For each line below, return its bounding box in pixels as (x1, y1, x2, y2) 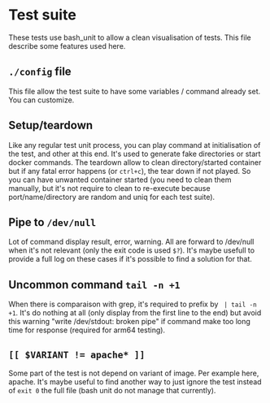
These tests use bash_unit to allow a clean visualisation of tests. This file (8, 32, 251, 42)
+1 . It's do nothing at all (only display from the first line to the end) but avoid (8, 308, 262, 318)
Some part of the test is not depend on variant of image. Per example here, (8, 368, 259, 378)
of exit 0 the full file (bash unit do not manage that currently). (8, 386, 216, 395)
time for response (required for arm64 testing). (8, 325, 165, 335)
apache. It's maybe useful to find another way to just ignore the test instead (8, 377, 262, 387)
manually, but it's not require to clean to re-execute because (8, 183, 211, 193)
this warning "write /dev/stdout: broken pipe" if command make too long (8, 317, 250, 327)
